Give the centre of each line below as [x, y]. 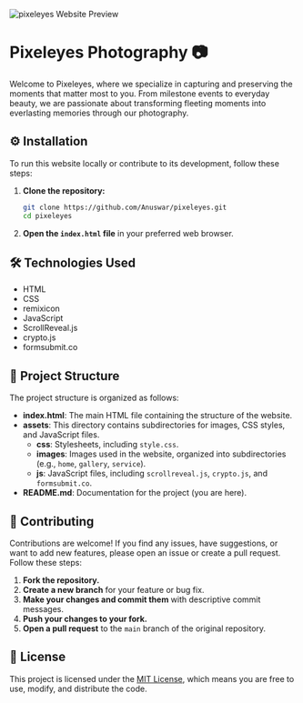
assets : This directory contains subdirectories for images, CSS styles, [154, 425]
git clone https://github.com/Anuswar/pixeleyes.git [125, 207]
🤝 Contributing [52, 522]
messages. [43, 608]
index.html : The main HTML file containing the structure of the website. [157, 416]
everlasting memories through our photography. [99, 113]
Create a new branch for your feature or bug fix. [113, 589]
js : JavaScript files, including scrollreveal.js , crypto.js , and [152, 474]
